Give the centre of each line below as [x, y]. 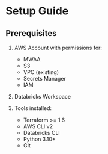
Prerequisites [31, 33]
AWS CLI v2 [38, 126]
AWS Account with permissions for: [58, 48]
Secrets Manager [45, 79]
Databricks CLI [42, 133]
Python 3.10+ [40, 139]
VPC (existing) [41, 72]
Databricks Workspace [43, 97]
